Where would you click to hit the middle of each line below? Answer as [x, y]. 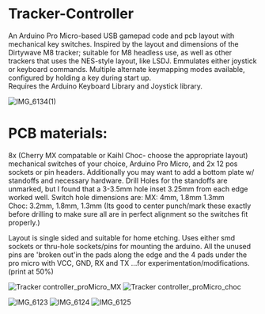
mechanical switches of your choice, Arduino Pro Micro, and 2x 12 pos [123, 164]
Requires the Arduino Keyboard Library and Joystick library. [106, 86]
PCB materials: [58, 133]
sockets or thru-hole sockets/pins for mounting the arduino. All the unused [130, 246]
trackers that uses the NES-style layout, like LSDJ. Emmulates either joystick [132, 61]
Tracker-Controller [71, 14]
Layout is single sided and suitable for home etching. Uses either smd [122, 237]
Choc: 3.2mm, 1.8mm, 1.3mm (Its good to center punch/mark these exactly [130, 206]
